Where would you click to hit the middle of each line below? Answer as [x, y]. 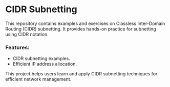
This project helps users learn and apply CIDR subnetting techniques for [81, 74]
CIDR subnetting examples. [41, 59]
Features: [17, 47]
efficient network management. [38, 79]
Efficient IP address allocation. [45, 64]
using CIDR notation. [27, 34]
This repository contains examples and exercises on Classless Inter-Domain [85, 23]
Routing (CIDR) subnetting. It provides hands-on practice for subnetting [81, 28]
